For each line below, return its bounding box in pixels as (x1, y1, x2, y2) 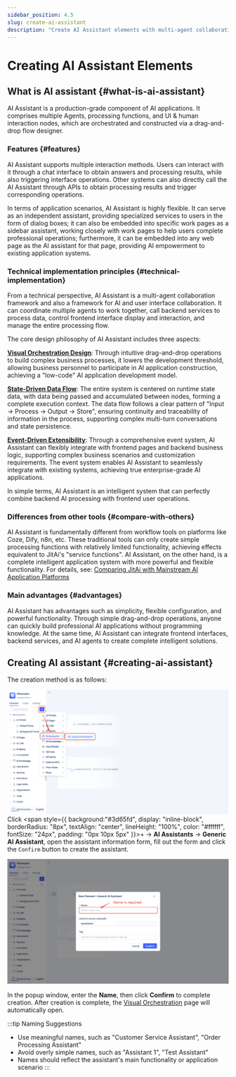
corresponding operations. (7, 190, 84, 199)
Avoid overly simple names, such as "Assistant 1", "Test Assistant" (17, 1048, 209, 1057)
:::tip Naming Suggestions (7, 1019, 82, 1028)
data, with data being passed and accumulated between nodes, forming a (7, 392, 221, 400)
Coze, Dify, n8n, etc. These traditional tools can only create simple (7, 536, 200, 544)
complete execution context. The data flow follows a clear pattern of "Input (7, 399, 225, 408)
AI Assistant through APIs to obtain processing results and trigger (7, 183, 197, 191)
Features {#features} (7, 144, 81, 154)
